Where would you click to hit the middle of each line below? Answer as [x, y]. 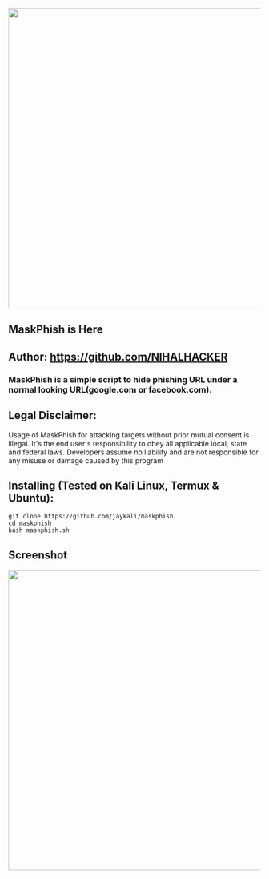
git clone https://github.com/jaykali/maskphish [91, 517]
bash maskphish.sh [39, 530]
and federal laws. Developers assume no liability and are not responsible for [133, 452]
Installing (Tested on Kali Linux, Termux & [114, 485]
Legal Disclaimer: [53, 415]
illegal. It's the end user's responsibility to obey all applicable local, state [128, 443]
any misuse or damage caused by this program [86, 460]
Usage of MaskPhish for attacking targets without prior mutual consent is [129, 435]
